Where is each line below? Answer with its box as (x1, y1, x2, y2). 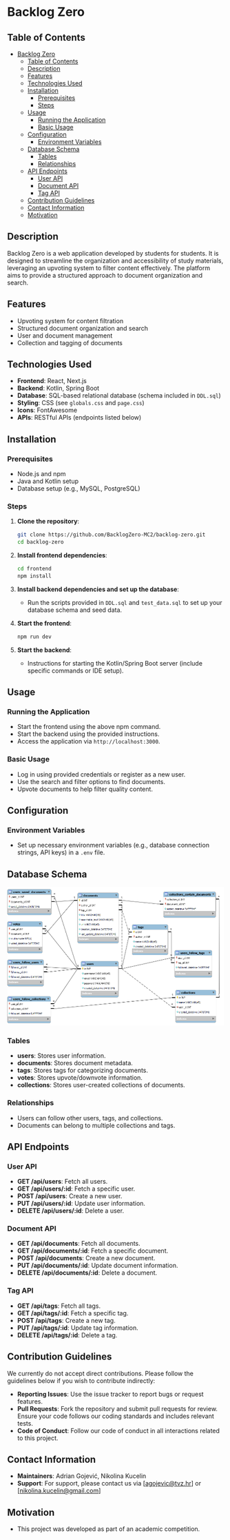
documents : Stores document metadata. (17, 1059, 133, 1067)
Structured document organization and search (17, 324, 149, 332)
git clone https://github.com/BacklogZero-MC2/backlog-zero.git (17, 531, 206, 538)
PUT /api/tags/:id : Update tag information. (17, 1324, 139, 1332)
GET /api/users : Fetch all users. (17, 1178, 108, 1186)
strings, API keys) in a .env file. (17, 848, 105, 856)
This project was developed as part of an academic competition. (17, 1525, 200, 1533)
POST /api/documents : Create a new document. (17, 1254, 156, 1262)
